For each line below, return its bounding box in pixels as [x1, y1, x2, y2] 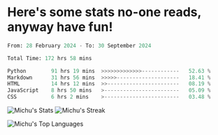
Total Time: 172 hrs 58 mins [7, 55, 92, 62]
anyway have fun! [7, 19, 113, 35]
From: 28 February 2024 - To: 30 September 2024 [7, 42, 152, 49]
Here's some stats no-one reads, [7, 4, 201, 20]
